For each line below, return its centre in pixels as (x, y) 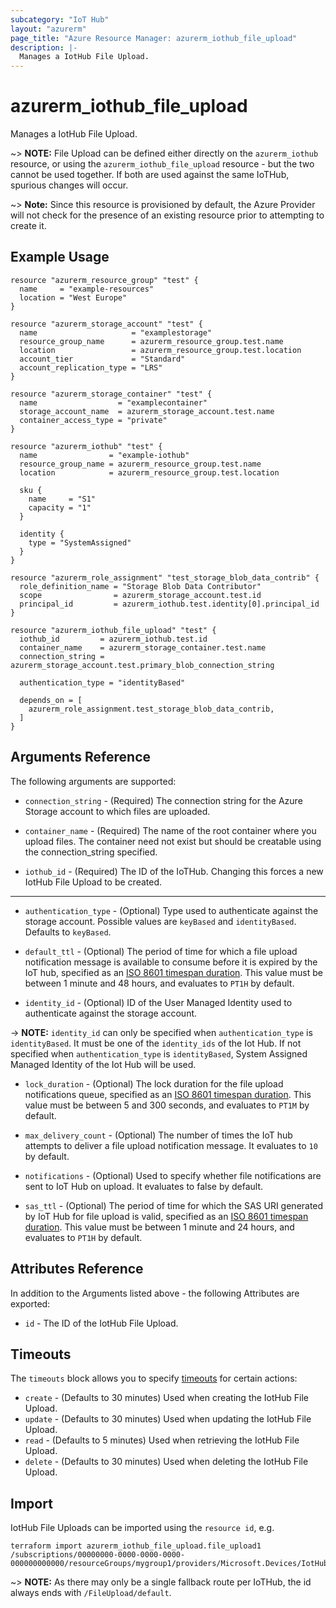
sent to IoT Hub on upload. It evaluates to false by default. (144, 1186)
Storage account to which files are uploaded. (117, 811)
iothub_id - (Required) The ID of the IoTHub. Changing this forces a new (174, 871)
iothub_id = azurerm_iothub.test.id (113, 639)
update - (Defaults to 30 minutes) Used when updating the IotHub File (168, 1419)
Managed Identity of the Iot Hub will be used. (103, 1064)
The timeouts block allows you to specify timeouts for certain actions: (154, 1378)
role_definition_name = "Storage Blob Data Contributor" (140, 586)
